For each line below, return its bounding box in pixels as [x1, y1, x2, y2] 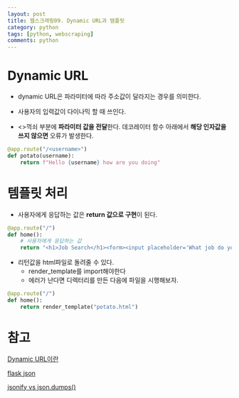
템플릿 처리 [7, 185, 68, 201]
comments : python [7, 37, 59, 44]
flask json [7, 369, 36, 377]
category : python [7, 24, 59, 31]
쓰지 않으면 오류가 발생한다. [17, 131, 94, 140]
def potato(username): [7, 152, 75, 159]
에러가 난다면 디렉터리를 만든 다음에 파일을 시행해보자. [28, 276, 179, 285]
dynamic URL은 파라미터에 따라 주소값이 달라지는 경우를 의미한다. [17, 92, 201, 101]
